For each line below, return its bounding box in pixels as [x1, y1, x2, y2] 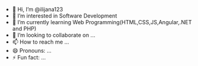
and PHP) [12, 25, 37, 32]
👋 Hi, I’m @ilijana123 [12, 6, 63, 13]
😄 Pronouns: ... [12, 47, 52, 54]
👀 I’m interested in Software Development [12, 12, 118, 19]
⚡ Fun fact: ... [12, 54, 46, 61]
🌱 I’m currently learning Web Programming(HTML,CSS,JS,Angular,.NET [12, 19, 192, 25]
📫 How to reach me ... [12, 38, 69, 45]
